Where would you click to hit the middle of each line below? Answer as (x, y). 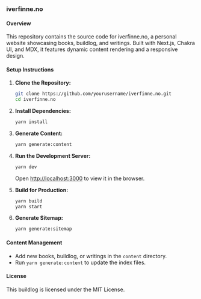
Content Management (34, 243)
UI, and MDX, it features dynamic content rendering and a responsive (92, 49)
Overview (19, 23)
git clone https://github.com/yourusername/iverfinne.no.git (93, 94)
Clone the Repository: (43, 83)
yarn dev (26, 167)
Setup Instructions (30, 69)
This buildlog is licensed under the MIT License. (66, 289)
